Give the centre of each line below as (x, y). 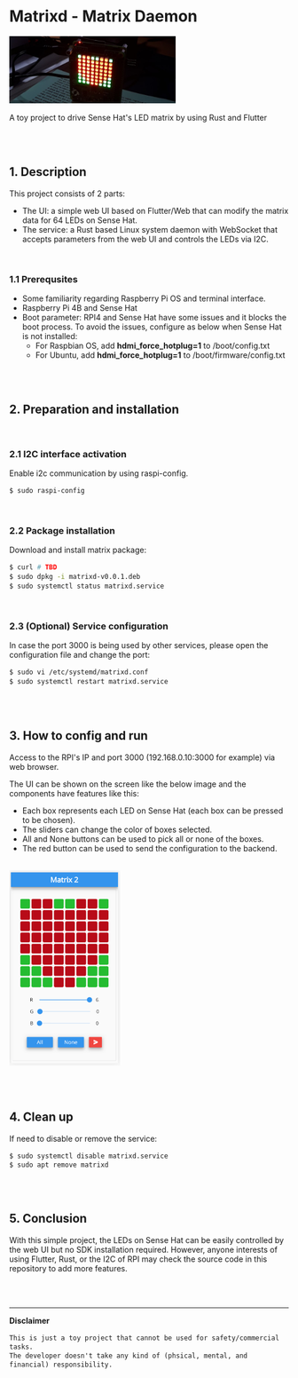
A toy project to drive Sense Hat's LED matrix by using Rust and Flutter (138, 117)
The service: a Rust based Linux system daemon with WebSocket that (149, 229)
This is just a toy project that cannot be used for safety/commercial (144, 1338)
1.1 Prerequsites (43, 279)
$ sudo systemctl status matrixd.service (87, 586)
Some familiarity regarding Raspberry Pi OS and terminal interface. (144, 298)
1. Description (48, 172)
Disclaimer (30, 1320)
